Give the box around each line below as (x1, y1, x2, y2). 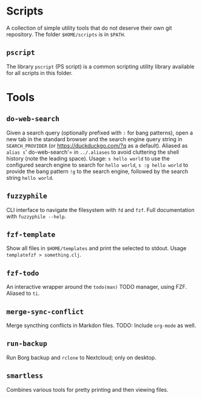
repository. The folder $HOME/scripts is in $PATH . (6, 30, 126, 38)
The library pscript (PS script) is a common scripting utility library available (6, 62, 195, 70)
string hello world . (6, 174, 54, 181)
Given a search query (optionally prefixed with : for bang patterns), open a (6, 129, 193, 136)
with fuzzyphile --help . (6, 213, 67, 220)
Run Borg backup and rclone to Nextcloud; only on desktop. (6, 354, 157, 361)
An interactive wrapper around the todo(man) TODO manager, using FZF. (6, 283, 187, 291)
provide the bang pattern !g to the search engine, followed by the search (6, 168, 188, 175)
